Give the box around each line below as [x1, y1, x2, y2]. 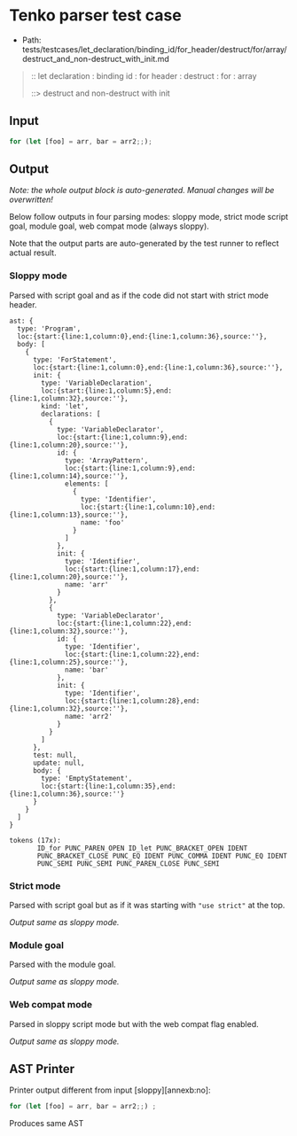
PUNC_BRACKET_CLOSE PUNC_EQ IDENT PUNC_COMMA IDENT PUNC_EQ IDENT [36, 852, 288, 860]
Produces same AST [9, 1118, 84, 1129]
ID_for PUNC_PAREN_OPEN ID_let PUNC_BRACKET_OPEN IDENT [36, 844, 248, 852]
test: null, [32, 751, 77, 759]
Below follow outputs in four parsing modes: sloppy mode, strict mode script [9, 212, 289, 222]
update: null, [32, 759, 86, 767]
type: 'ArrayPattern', [65, 455, 149, 465]
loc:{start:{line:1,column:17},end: [65, 564, 200, 573]
